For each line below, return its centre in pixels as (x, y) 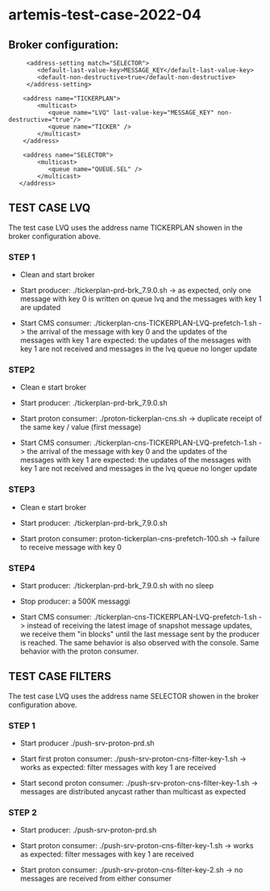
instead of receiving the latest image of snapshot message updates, (139, 625)
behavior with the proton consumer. (79, 651)
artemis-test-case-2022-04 (105, 15)
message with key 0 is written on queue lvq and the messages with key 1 (141, 299)
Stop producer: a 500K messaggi (75, 601)
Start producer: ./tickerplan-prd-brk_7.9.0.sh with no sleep (117, 586)
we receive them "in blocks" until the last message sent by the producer (140, 634)
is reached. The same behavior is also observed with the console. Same (139, 643)
